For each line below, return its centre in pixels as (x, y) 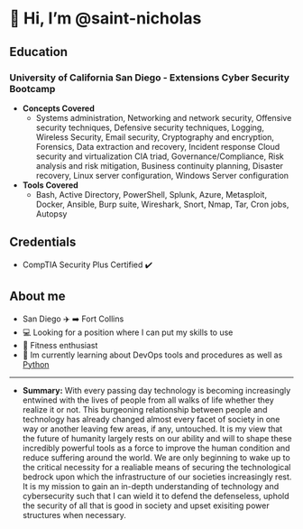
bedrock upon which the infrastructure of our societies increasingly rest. (157, 477)
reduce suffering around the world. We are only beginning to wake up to (156, 457)
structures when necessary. (74, 515)
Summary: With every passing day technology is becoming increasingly (156, 390)
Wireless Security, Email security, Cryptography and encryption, (155, 137)
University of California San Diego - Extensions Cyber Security (150, 78)
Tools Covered (50, 185)
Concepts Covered (58, 108)
